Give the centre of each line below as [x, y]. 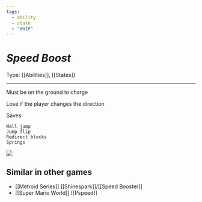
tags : [13, 12]
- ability [24, 17]
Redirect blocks [26, 137]
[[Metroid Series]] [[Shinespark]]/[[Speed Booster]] [79, 186]
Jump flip [19, 132]
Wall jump [19, 127]
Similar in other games [49, 172]
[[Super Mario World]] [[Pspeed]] [56, 193]
